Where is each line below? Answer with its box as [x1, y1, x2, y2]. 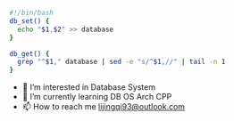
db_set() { [9, 16, 50, 26]
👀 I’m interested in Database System [21, 82, 156, 93]
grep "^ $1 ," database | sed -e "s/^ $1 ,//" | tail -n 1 [17, 58, 226, 67]
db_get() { [9, 49, 50, 58]
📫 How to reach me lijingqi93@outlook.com [21, 101, 186, 112]
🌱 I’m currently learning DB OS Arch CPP [21, 92, 172, 102]
